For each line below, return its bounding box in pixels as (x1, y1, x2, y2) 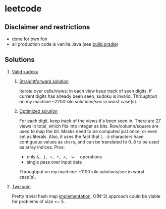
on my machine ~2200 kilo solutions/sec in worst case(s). (19, 98, 138, 104)
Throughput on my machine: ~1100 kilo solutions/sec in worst (19, 168, 145, 174)
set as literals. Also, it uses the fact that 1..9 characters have (19, 134, 144, 139)
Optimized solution (19, 108, 58, 114)
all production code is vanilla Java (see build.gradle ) (11, 41, 118, 47)
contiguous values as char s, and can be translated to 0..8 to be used (19, 139, 159, 144)
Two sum (11, 183, 31, 189)
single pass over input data (26, 159, 82, 165)
